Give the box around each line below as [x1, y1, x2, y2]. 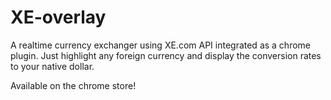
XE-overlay [10, 6, 107, 29]
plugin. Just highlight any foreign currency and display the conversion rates [10, 49, 322, 61]
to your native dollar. [10, 60, 95, 72]
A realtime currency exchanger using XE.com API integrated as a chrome [10, 39, 311, 51]
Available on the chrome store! [10, 79, 137, 91]
